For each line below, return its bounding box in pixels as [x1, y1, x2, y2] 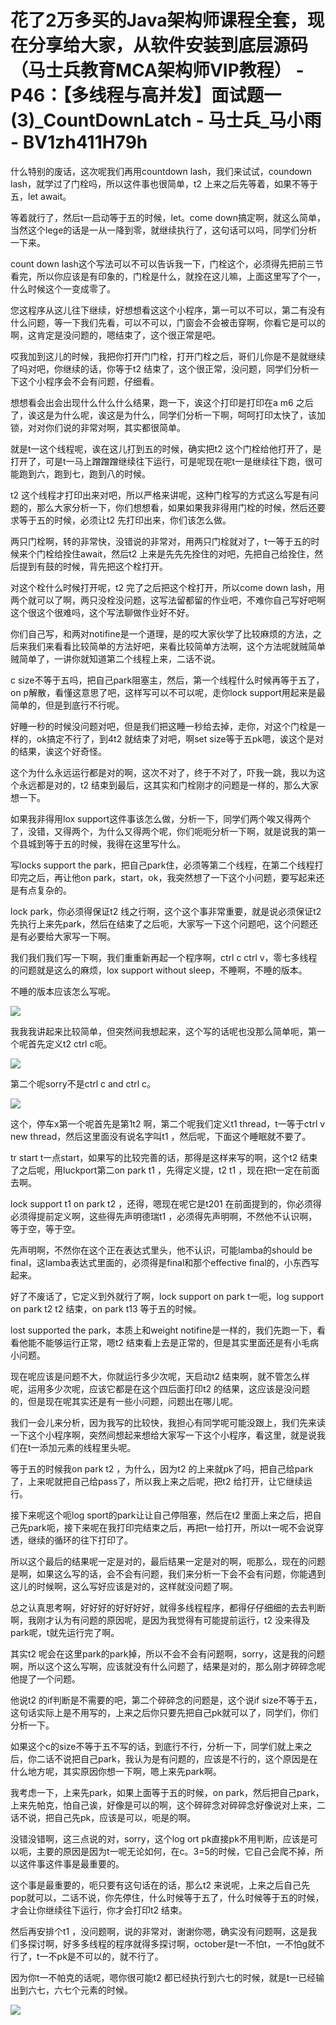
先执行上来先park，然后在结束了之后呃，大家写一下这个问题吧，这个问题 [10, 917, 310, 930]
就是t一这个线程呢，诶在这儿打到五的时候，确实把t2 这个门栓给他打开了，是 [10, 442, 322, 455]
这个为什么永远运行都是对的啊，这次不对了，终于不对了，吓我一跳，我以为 [10, 766, 317, 778]
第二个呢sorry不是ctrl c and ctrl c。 [10, 1077, 156, 1090]
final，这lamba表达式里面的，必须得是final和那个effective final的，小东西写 [10, 1256, 320, 1268]
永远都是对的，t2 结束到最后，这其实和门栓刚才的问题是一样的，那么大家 [18, 779, 320, 791]
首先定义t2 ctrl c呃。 [27, 1037, 113, 1050]
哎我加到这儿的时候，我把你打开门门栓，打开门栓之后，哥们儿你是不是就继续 [10, 350, 326, 362]
